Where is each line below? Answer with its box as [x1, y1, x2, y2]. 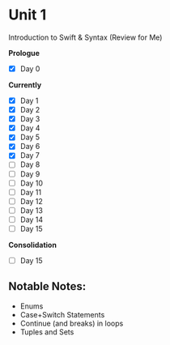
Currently [8, 80, 42, 90]
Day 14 [19, 215, 44, 224]
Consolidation [8, 240, 57, 249]
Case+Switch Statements [19, 309, 105, 319]
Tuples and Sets [19, 326, 74, 337]
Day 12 [19, 196, 43, 206]
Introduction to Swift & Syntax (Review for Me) [8, 32, 163, 42]
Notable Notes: [8, 279, 87, 293]
